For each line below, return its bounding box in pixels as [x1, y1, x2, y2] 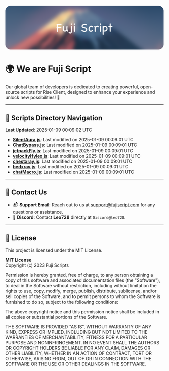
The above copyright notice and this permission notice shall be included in [5, 308, 159, 315]
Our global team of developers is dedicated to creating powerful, [5, 84, 139, 90]
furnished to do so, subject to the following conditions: [5, 299, 118, 305]
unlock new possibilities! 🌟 [5, 94, 60, 101]
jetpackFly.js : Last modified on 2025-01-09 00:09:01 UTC [12, 147, 134, 154]
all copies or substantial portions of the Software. [5, 314, 107, 320]
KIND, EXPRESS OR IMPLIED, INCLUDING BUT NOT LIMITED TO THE [5, 329, 148, 335]
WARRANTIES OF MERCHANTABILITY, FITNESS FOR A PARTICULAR [5, 334, 147, 340]
